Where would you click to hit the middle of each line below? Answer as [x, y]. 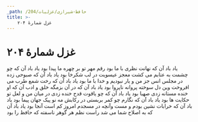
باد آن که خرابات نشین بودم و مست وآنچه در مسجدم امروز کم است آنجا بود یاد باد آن [100, 106]
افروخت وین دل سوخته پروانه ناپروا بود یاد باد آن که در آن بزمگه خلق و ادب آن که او [98, 87]
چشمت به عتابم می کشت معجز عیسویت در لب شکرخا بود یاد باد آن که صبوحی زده [98, 75]
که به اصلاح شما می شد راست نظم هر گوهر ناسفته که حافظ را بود [80, 113]
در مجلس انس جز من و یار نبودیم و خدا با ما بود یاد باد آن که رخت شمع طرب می [95, 81]
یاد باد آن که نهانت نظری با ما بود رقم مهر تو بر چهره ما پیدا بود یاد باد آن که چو [92, 68]
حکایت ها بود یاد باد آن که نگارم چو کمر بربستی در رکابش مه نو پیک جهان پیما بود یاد [98, 100]
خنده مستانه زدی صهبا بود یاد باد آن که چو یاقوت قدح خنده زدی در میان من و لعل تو [98, 94]
